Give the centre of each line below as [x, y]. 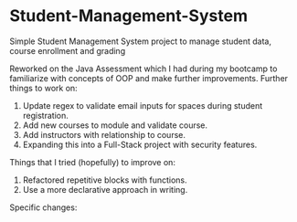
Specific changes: [43, 207]
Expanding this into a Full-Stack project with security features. [140, 144]
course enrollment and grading [68, 50]
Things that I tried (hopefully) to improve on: [93, 162]
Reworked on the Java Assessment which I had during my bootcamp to [143, 69]
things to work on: [43, 88]
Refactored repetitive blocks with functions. [105, 180]
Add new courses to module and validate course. [115, 125]
